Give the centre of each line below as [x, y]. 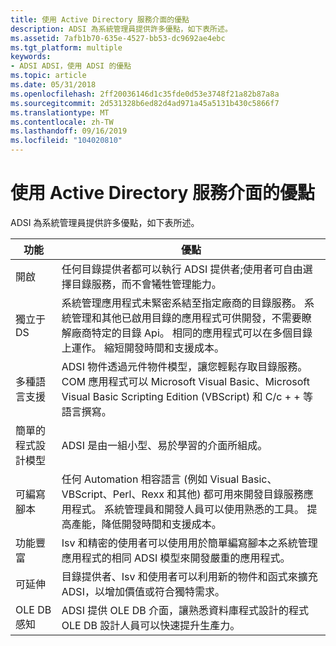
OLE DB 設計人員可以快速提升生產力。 [151, 625]
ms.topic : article [48, 76]
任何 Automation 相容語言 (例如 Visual [150, 479]
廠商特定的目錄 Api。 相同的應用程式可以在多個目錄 [192, 333]
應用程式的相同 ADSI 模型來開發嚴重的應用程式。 [176, 558]
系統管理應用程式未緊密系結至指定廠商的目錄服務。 [181, 303]
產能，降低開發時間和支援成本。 [146, 524]
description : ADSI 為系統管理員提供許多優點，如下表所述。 [121, 29]
